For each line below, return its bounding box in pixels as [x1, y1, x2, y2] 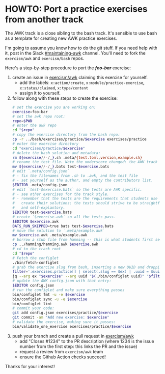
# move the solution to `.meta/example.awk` [12, 228, 105, 233]
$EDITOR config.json [12, 283, 55, 288]
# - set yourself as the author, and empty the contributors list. [12, 178, 153, 183]
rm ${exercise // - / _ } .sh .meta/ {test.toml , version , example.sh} [12, 155, 142, 160]
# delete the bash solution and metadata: [12, 150, 101, 155]
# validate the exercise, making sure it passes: [12, 319, 116, 325]
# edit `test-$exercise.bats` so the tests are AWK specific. [12, 187, 142, 192]
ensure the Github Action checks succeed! [19, 354, 106, 360]
